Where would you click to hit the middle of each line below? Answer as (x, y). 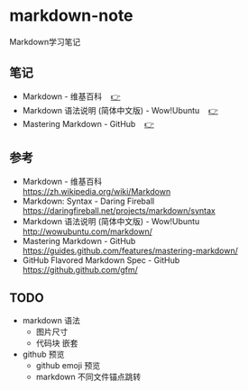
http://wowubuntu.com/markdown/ (87, 231)
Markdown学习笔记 (45, 41)
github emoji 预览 (68, 366)
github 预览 (43, 354)
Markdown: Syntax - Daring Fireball (88, 201)
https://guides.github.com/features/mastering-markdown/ (130, 250)
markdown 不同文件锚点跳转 (88, 377)
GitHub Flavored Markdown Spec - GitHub (101, 260)
